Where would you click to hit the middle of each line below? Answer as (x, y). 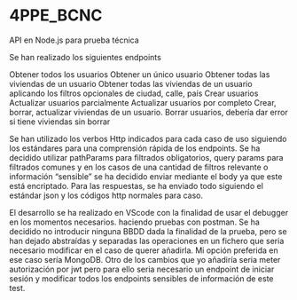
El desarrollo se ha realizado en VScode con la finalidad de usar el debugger (149, 212)
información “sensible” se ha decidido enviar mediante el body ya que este (146, 176)
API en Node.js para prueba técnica (74, 40)
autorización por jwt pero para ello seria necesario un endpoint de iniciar (142, 269)
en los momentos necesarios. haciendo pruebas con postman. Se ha (134, 222)
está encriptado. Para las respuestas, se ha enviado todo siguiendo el (137, 186)
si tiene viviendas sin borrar (60, 122)
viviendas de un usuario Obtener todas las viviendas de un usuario (131, 83)
